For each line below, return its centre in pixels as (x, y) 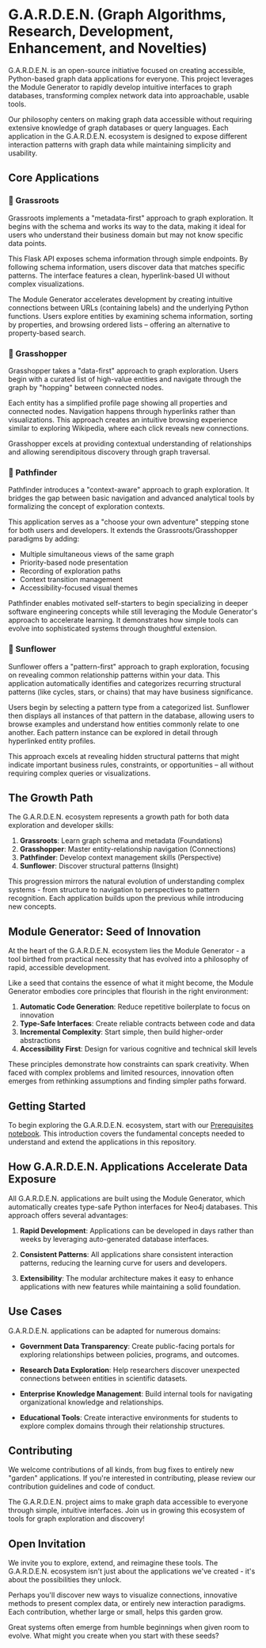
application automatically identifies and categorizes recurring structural (125, 683)
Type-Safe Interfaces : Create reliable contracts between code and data (137, 1024)
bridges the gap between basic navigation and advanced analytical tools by (131, 498)
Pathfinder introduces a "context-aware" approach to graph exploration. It (129, 490)
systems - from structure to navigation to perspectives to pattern (114, 890)
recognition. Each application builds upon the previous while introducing (126, 899)
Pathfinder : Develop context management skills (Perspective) (120, 857)
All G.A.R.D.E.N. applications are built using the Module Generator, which (127, 1198)
